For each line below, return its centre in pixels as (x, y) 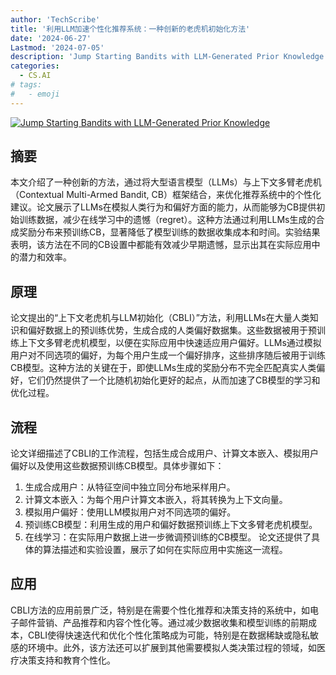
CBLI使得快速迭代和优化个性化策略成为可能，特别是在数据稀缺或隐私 (169, 635)
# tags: (26, 85)
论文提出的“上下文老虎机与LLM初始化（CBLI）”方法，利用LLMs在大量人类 (160, 318)
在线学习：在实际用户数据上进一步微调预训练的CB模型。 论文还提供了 (168, 537)
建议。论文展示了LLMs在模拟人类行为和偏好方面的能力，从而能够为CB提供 (163, 207)
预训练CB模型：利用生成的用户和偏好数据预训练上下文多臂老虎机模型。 (171, 525)
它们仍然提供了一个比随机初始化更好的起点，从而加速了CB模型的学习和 (174, 380)
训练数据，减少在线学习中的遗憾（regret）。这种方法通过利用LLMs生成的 (167, 220)
